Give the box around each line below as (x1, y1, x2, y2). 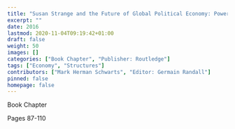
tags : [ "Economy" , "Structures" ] (7, 62, 105, 69)
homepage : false (7, 82, 55, 89)
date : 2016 (7, 23, 39, 30)
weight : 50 (7, 43, 39, 50)
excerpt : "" (7, 17, 42, 24)
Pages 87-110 (7, 114, 47, 123)
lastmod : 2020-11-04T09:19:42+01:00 (7, 29, 114, 37)
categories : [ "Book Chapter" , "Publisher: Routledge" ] (7, 56, 171, 63)
